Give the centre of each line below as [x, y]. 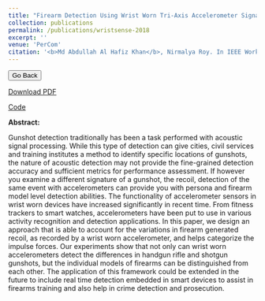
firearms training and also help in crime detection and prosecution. [116, 288]
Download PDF [32, 92]
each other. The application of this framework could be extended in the [123, 271]
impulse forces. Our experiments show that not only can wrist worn [118, 246]
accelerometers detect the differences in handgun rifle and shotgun [118, 255]
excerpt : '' [28, 37]
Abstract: [24, 122]
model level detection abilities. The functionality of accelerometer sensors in [132, 196]
